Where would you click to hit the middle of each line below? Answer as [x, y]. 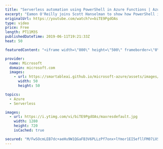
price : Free [17, 28]
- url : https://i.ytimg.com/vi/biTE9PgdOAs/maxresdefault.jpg [73, 117]
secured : [14, 139]
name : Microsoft [26, 63]
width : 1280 [26, 121]
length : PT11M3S [21, 32]
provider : [15, 59]
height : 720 [26, 126]
